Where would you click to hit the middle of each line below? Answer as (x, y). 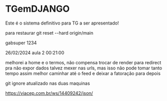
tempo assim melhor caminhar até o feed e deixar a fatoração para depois (83, 73)
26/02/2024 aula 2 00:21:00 (35, 53)
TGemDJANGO (37, 9)
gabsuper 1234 (21, 43)
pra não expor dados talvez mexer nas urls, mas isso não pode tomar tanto (84, 68)
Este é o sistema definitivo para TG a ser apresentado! (62, 23)
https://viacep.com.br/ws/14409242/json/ (49, 93)
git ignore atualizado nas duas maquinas (48, 83)
